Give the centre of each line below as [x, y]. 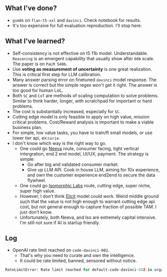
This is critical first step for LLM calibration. [57, 74]
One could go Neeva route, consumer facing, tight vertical [79, 148]
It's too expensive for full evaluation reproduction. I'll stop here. [77, 25]
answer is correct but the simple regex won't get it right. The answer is [85, 85]
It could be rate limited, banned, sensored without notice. [78, 261]
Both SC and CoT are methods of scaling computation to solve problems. [85, 95]
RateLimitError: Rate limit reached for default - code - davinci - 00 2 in [79, 270]
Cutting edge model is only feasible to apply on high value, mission [81, 117]
